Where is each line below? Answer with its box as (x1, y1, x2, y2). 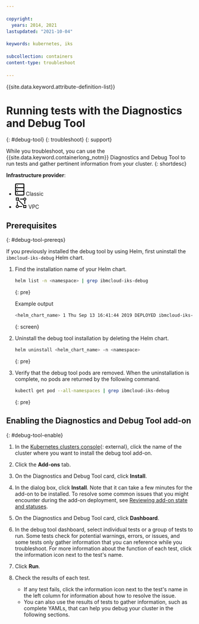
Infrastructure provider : (6, 172, 66, 179)
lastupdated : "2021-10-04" (6, 29, 73, 34)
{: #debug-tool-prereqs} (6, 237, 66, 244)
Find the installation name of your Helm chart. (14, 266, 127, 273)
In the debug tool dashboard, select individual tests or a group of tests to (14, 526, 193, 533)
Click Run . (14, 562, 40, 570)
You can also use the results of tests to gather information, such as (23, 598, 188, 606)
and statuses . (14, 503, 49, 510)
